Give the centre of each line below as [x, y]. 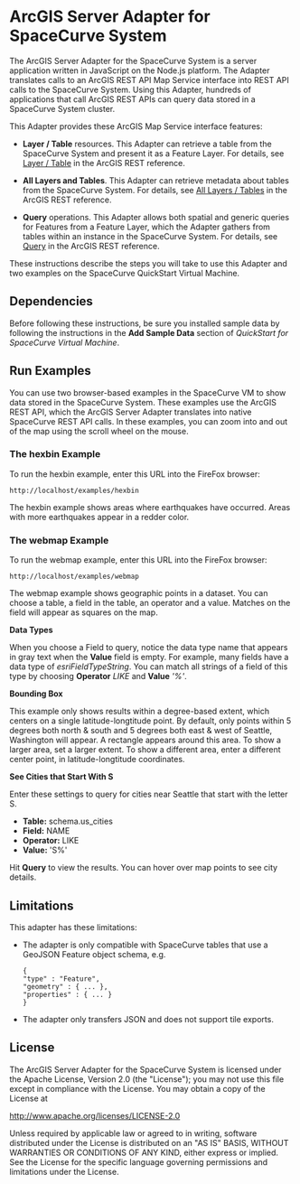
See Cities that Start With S [61, 777]
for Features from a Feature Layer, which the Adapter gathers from [146, 227]
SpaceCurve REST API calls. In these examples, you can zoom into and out [148, 421]
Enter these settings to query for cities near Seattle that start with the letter [149, 794]
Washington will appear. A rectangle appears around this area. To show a [145, 740]
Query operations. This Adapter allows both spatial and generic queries [156, 217]
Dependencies [51, 301]
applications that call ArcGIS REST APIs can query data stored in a [132, 99]
